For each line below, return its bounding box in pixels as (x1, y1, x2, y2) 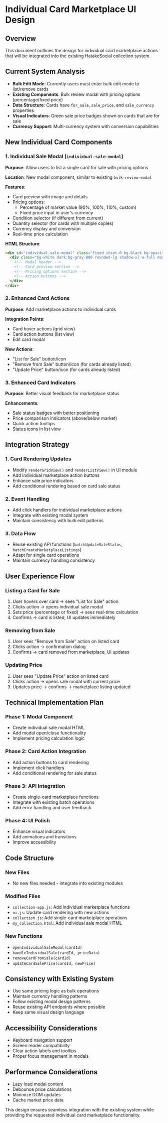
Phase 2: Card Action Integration (5, 748, 86, 755)
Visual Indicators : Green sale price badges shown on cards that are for (12, 112, 160, 118)
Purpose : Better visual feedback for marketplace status (5, 391, 120, 397)
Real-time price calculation (12, 231, 68, 237)
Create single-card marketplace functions (12, 794, 99, 800)
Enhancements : (5, 400, 39, 406)
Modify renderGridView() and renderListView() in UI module (12, 467, 137, 473)
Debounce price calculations (12, 1086, 72, 1092)
